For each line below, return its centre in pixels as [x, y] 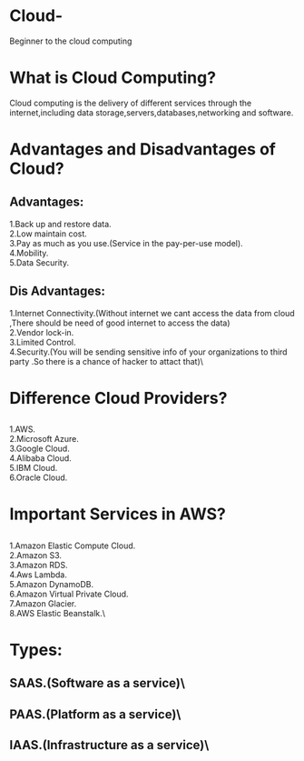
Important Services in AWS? [118, 514]
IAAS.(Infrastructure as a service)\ [109, 745]
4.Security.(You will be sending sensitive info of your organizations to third [148, 352]
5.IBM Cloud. [34, 468]
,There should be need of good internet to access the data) [120, 323]
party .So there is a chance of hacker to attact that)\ [107, 361]
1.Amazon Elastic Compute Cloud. [73, 546]
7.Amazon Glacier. [43, 603]
